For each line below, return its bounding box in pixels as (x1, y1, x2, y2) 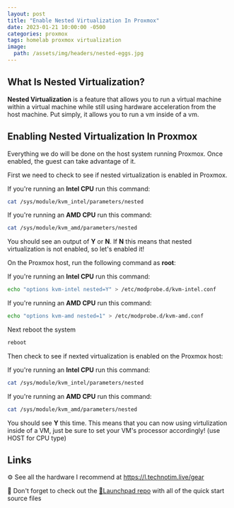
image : (7, 43, 27, 50)
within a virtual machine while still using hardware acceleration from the (7, 102, 216, 111)
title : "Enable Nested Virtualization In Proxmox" (7, 17, 160, 24)
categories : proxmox (7, 30, 69, 38)
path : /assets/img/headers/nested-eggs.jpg (13, 50, 144, 57)
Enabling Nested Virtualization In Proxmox (7, 130, 198, 142)
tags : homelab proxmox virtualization (7, 37, 122, 44)
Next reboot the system (7, 325, 76, 334)
